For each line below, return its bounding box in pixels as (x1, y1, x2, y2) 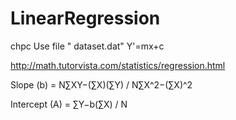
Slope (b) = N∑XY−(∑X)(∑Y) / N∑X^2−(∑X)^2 (10, 78, 193, 91)
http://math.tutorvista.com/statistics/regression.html (10, 59, 226, 71)
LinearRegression (10, 7, 161, 30)
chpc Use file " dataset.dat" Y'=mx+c (10, 40, 165, 52)
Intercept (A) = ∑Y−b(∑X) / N (10, 98, 128, 110)
